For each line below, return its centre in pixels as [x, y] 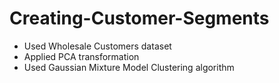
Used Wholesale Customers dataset [97, 46]
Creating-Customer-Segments [139, 18]
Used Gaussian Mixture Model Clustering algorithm [129, 67]
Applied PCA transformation [81, 56]
